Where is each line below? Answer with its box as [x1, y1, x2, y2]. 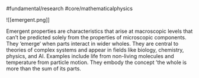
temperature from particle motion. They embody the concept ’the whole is [6, 59, 187, 66]
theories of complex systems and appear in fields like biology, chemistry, [6, 46, 184, 53]
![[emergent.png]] [6, 16, 50, 23]
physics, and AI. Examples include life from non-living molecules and [6, 53, 175, 59]
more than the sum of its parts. [6, 65, 82, 72]
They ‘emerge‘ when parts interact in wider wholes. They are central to [6, 40, 179, 47]
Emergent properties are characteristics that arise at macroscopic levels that [6, 28, 193, 35]
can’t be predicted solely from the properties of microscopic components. [6, 34, 187, 40]
